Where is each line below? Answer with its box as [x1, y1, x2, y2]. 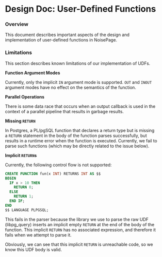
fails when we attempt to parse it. [5, 232, 72, 237]
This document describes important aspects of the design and [5, 32, 130, 38]
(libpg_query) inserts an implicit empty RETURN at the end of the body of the [5, 221, 155, 227]
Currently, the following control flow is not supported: [5, 162, 112, 168]
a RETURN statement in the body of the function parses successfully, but [5, 133, 147, 138]
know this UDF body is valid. [5, 246, 62, 252]
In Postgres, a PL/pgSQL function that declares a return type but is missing [5, 127, 155, 133]
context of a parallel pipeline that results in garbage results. [5, 108, 124, 114]
